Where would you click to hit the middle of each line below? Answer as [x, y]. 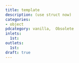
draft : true [18, 52]
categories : [18, 19]
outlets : [15, 43]
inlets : [14, 34]
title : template [22, 10]
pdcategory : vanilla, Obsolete [39, 29]
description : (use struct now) [38, 15]
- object [15, 24]
